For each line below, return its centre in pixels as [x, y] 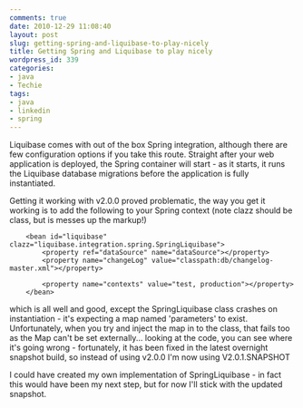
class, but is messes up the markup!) [78, 220]
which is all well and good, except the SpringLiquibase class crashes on [144, 309]
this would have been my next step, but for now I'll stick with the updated [146, 384]
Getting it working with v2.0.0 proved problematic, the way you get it [137, 201]
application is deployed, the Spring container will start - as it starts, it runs [147, 164]
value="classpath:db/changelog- [212, 261]
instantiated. [33, 183]
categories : [32, 69]
